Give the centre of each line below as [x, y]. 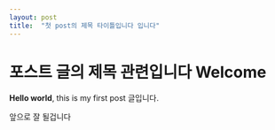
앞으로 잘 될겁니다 [40, 117]
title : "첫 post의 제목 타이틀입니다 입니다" [85, 26]
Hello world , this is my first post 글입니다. [84, 98]
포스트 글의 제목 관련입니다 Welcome [138, 72]
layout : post [33, 17]
